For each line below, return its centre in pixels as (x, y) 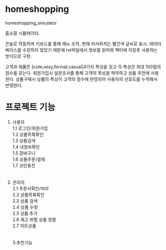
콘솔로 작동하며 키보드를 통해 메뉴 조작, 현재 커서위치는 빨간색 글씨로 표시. (77, 44)
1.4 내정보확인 (26, 147)
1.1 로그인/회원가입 (30, 128)
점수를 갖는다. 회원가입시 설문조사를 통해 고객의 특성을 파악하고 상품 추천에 (78, 73)
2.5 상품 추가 (25, 213)
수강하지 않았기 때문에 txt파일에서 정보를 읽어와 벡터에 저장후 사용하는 (90, 50)
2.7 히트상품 (24, 226)
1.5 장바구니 (24, 153)
